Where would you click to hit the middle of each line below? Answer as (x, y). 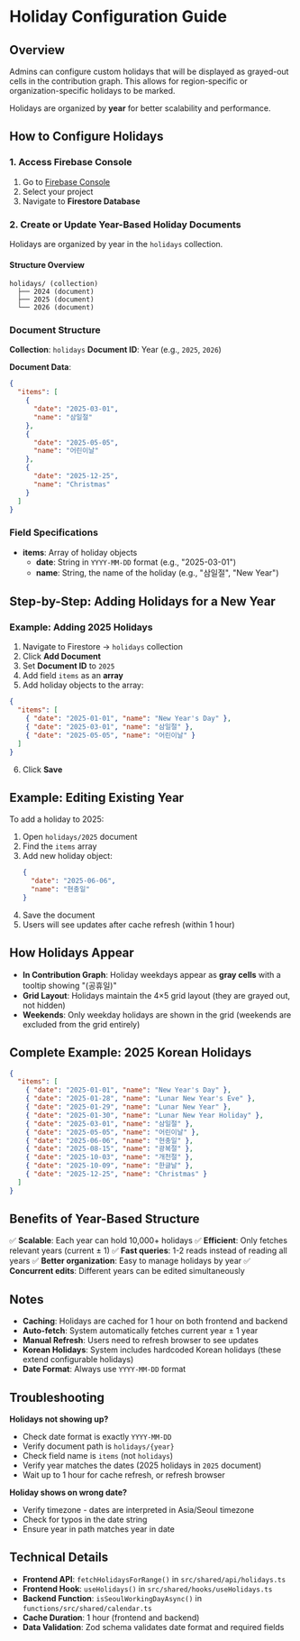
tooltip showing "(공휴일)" (69, 985)
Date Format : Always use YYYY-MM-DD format (104, 1369)
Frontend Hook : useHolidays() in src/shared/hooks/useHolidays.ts (147, 1589)
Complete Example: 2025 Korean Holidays (131, 1053)
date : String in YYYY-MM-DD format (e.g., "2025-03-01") (136, 562)
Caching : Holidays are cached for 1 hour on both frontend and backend (155, 1321)
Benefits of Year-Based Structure (105, 1219)
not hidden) (44, 1005)
